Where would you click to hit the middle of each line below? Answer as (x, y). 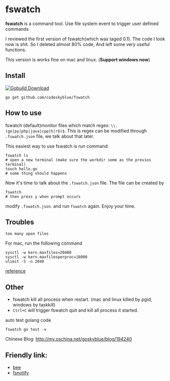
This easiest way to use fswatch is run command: (57, 146)
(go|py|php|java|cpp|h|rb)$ (35, 131)
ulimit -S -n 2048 (25, 261)
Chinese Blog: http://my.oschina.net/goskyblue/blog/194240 (69, 339)
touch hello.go (21, 169)
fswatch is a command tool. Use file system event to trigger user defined (82, 23)
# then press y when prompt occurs (43, 197)
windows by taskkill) (34, 305)
